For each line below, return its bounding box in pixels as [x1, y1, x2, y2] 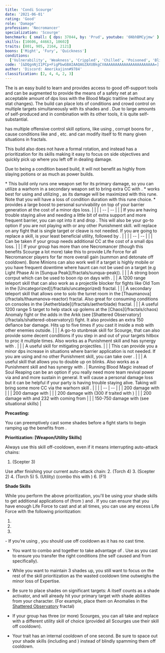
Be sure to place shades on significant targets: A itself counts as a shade [12, 587, 160, 593]
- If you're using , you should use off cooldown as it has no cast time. [5, 538, 145, 544]
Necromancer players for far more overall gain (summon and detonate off [5, 254, 154, 260]
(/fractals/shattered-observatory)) [5, 316, 74, 323]
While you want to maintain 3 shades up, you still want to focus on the [12, 567, 154, 573]
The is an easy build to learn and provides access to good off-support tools [5, 85, 158, 91]
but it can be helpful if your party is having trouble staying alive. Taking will [5, 379, 157, 385]
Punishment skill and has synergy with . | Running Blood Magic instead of [5, 364, 154, 370]
